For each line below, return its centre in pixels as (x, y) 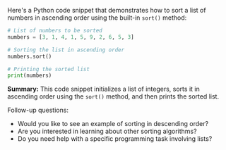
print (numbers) (30, 76)
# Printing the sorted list (49, 69)
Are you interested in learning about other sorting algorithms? (107, 131)
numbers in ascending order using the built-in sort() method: (97, 18)
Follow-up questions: (38, 110)
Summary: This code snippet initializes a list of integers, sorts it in (103, 89)
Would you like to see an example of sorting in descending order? (113, 124)
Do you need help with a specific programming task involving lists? (115, 139)
